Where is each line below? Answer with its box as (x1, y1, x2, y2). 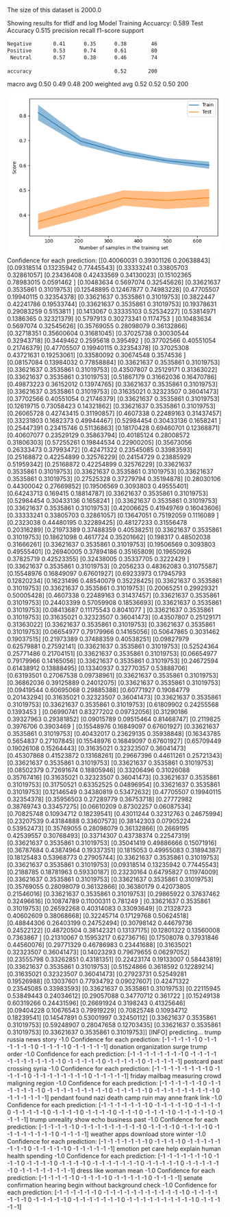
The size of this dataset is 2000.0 (7, 6, 101, 14)
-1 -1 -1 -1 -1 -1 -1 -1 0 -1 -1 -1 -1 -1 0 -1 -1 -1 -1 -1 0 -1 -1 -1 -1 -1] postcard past (7, 1057, 223, 1065)
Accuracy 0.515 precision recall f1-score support (7, 27, 144, 34)
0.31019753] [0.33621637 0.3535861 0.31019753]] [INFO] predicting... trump (7, 1028, 222, 1036)
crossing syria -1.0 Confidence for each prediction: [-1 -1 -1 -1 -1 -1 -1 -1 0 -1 (7, 1065, 220, 1072)
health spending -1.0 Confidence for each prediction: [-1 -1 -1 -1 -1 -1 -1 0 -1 (7, 1152, 219, 1160)
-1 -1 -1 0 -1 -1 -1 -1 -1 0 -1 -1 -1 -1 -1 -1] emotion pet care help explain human (7, 1144, 221, 1153)
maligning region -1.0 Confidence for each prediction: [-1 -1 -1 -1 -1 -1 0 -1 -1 (7, 1079, 221, 1087)
